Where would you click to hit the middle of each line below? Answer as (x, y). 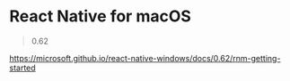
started (22, 68)
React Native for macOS (100, 16)
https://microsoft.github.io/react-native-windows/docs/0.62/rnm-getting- (145, 58)
